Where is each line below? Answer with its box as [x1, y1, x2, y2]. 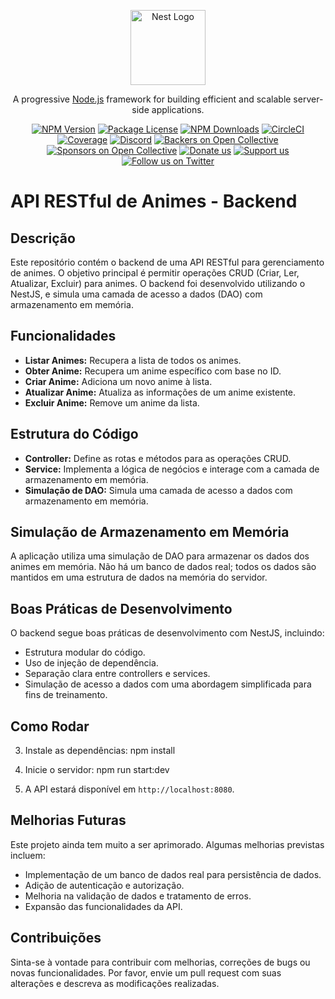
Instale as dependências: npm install [24, 745, 176, 757]
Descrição [10, 230, 76, 247]
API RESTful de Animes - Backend [10, 190, 298, 213]
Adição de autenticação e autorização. [24, 879, 185, 891]
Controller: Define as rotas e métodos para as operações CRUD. [24, 452, 292, 464]
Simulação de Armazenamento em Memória [10, 524, 290, 541]
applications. [151, 104, 205, 115]
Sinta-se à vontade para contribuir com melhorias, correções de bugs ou [10, 956, 311, 968]
